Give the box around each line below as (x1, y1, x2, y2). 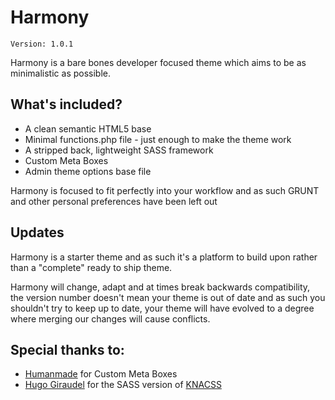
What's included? (10, 96, 123, 113)
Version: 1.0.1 (10, 39, 74, 49)
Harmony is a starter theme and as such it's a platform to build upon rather (10, 251, 318, 263)
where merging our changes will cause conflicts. (10, 312, 211, 325)
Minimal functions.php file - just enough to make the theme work (24, 133, 292, 145)
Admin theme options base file (24, 165, 152, 177)
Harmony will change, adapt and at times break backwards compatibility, (10, 281, 311, 293)
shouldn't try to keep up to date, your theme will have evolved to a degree (10, 302, 315, 314)
